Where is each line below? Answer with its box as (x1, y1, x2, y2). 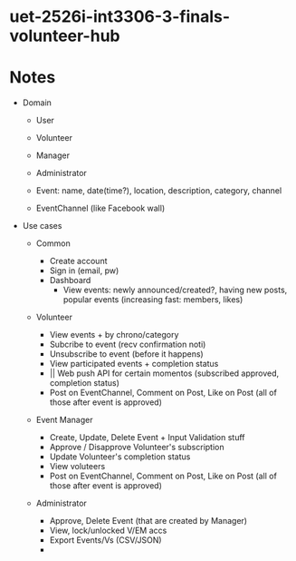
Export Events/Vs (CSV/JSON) (49, 535, 162, 546)
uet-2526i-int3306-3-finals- (9, 6, 231, 27)
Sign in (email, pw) (49, 265, 119, 276)
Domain (22, 97, 53, 108)
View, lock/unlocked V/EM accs (49, 525, 167, 536)
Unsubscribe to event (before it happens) (49, 349, 204, 359)
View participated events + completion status (49, 359, 219, 369)
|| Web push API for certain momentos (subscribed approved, (49, 368, 280, 379)
